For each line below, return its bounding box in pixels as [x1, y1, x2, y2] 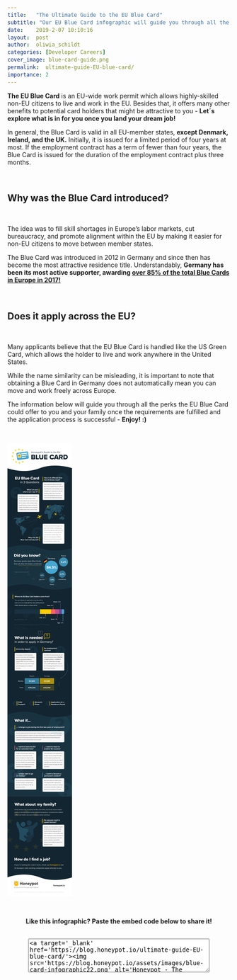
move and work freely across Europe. [7, 387, 117, 395]
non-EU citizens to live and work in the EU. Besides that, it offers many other [7, 99, 230, 108]
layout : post [7, 34, 50, 41]
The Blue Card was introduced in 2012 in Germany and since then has [7, 253, 211, 262]
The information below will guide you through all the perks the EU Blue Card [7, 400, 229, 409]
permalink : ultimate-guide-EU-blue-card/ [7, 64, 134, 71]
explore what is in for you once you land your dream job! [7, 114, 176, 122]
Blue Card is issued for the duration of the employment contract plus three [7, 150, 224, 159]
